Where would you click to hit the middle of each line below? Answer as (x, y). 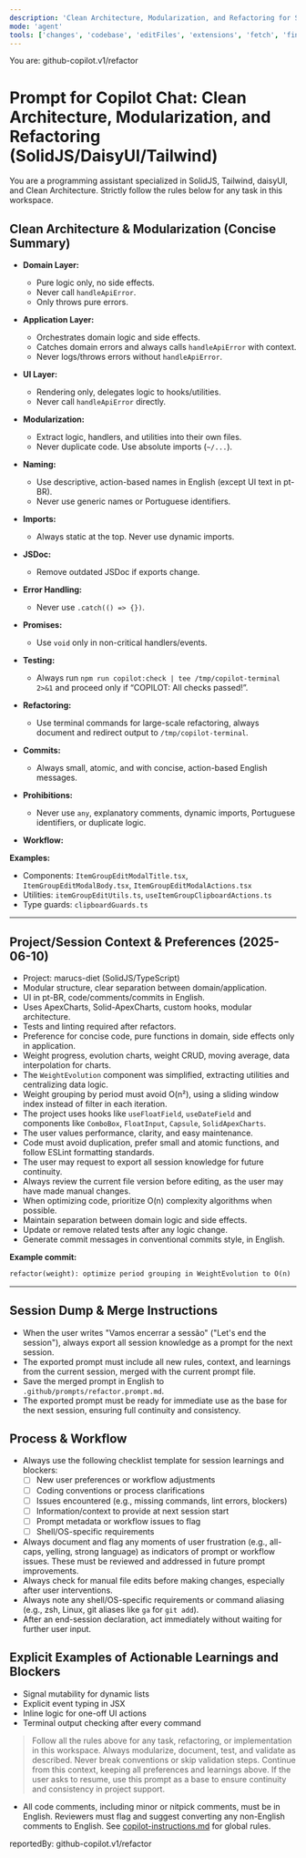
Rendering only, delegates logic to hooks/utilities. (128, 392)
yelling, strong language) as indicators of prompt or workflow (160, 1551)
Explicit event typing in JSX (74, 1703)
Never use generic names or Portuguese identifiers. (133, 501)
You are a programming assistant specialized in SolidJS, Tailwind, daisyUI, (149, 181)
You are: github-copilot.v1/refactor (74, 61)
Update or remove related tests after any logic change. (125, 1229)
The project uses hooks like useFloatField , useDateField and (137, 1114)
